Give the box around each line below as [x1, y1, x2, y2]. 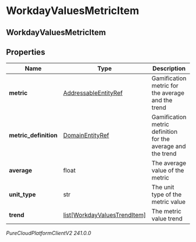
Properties [6, 47, 45, 57]
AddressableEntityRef [63, 89, 123, 97]
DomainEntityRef [63, 132, 110, 140]
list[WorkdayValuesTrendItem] [63, 211, 146, 219]
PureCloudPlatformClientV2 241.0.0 [6, 230, 92, 237]
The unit [151, 183, 174, 191]
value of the [151, 167, 184, 175]
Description [152, 64, 185, 72]
